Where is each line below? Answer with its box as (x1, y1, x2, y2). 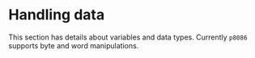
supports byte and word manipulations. (8, 40, 139, 50)
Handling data (8, 6, 105, 24)
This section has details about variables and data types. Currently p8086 (8, 32, 248, 42)
